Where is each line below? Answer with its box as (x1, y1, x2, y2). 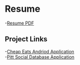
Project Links (5, 35, 48, 44)
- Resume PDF (5, 20, 34, 26)
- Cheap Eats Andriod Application (5, 48, 75, 54)
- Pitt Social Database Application (5, 54, 75, 60)
